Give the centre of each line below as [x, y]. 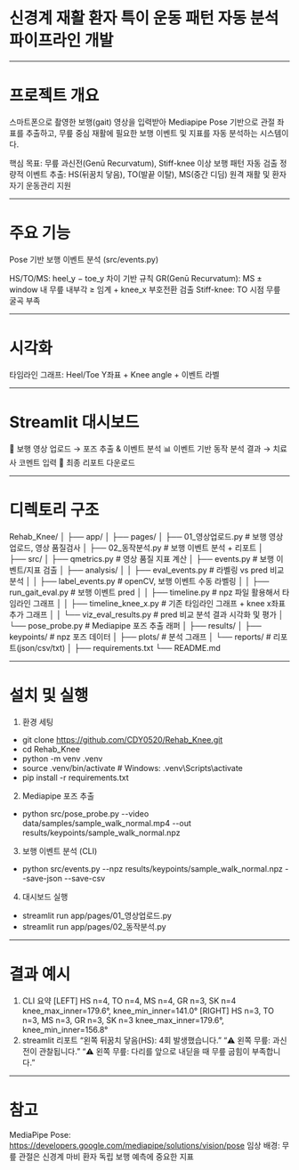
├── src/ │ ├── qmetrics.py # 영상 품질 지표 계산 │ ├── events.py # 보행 [141, 558]
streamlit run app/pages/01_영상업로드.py [97, 915]
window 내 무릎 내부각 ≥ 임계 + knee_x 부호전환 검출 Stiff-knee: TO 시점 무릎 [145, 289]
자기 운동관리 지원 [40, 185]
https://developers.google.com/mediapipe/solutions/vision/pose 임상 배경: [145, 1146]
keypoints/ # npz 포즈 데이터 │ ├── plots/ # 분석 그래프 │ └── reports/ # [140, 637]
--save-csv [85, 878]
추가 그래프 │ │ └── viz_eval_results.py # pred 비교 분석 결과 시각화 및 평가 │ [146, 614]
